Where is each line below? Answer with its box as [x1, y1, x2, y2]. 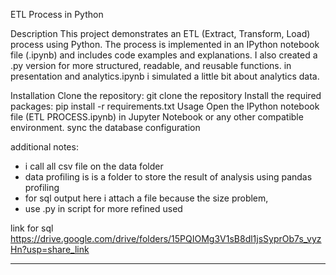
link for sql [10, 222, 54, 234]
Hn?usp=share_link [10, 244, 90, 255]
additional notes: [10, 141, 79, 153]
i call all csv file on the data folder [24, 160, 164, 172]
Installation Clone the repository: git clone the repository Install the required [10, 90, 322, 101]
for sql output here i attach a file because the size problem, [24, 192, 269, 204]
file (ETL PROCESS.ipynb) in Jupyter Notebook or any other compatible [10, 111, 304, 123]
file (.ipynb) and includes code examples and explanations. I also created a [10, 49, 318, 61]
